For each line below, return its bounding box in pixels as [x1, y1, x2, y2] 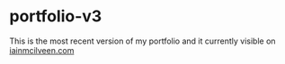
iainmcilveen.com [9, 44, 75, 55]
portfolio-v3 [9, 6, 102, 27]
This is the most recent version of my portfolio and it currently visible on [9, 36, 276, 46]
